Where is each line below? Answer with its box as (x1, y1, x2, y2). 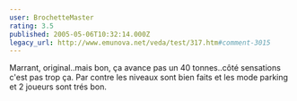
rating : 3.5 (9, 21, 54, 30)
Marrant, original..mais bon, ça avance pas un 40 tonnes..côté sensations (9, 63, 281, 73)
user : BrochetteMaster (9, 13, 94, 22)
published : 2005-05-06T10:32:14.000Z (9, 29, 151, 38)
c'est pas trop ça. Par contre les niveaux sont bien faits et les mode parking (9, 72, 289, 83)
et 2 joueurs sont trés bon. (9, 81, 108, 92)
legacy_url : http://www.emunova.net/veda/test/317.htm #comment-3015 (9, 38, 271, 47)
